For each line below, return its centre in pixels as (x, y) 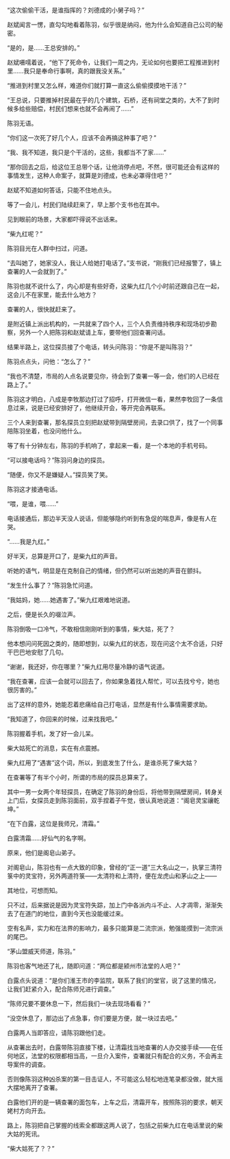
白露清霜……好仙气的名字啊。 (49, 838)
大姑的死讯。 (25, 1134)
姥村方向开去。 (28, 1111)
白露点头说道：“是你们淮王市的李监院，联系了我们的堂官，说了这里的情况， (114, 980)
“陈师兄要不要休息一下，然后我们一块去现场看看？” (79, 1004)
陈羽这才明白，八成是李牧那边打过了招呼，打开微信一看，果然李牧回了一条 (112, 399)
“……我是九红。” (28, 541)
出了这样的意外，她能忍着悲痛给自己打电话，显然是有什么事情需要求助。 (109, 704)
